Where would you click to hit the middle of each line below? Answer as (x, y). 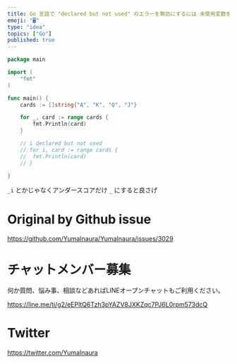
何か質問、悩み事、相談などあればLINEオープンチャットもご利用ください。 (116, 290)
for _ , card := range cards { (65, 117)
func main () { (28, 98)
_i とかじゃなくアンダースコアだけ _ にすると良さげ (83, 190)
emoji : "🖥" (24, 20)
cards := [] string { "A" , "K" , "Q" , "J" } (79, 105)
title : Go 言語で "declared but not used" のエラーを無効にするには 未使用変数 (117, 14)
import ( (20, 72)
